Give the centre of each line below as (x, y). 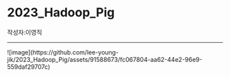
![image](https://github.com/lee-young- (63, 52)
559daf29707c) (29, 67)
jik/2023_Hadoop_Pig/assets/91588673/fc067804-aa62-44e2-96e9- (105, 59)
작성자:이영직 (25, 32)
